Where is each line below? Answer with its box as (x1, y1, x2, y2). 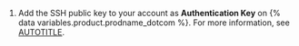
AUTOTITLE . (17, 27, 65, 37)
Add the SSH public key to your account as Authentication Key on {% (17, 8, 282, 18)
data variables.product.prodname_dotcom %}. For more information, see (17, 17, 291, 28)
